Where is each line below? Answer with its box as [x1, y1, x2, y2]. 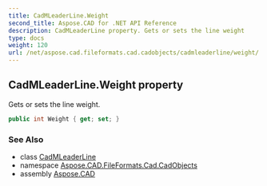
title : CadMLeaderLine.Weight [8, 11, 110, 20]
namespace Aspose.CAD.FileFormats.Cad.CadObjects [19, 160, 198, 170]
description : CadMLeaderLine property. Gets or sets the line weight [8, 26, 245, 34]
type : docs [8, 34, 45, 42]
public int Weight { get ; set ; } [8, 115, 120, 123]
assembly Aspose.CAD [19, 168, 96, 178]
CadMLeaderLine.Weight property [8, 78, 184, 92]
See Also [8, 133, 44, 144]
